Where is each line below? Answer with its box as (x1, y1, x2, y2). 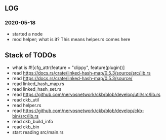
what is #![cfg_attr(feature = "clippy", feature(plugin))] (12, 64, 125, 71)
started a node (12, 30, 43, 37)
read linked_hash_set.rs (12, 86, 62, 92)
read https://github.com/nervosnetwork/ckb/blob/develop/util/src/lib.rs (12, 91, 160, 97)
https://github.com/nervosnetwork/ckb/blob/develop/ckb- (23, 108, 145, 114)
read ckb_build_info (12, 118, 54, 124)
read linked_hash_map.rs (12, 81, 64, 87)
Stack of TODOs (5, 51, 57, 60)
